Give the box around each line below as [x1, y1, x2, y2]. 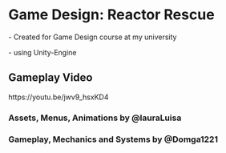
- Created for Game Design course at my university [8, 32, 177, 42]
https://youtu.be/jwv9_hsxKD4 [8, 92, 109, 102]
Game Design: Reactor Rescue [8, 6, 215, 24]
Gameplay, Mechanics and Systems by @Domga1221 [8, 134, 219, 145]
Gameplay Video [8, 70, 93, 85]
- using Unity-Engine [8, 47, 78, 57]
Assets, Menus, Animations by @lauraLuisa [8, 112, 182, 123]
